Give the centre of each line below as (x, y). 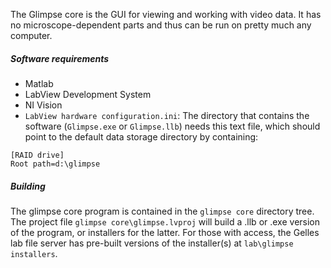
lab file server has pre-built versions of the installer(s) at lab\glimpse (152, 243)
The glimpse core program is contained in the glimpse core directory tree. (162, 211)
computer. (31, 35)
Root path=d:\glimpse (55, 164)
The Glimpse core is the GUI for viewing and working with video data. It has (166, 14)
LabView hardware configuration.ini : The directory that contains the (167, 115)
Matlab (39, 83)
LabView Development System (88, 94)
